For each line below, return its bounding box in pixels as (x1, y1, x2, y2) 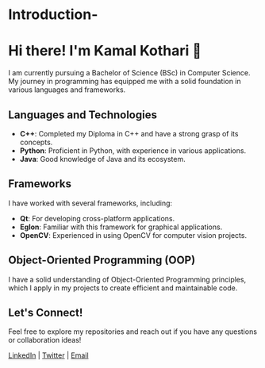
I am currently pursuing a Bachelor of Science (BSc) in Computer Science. (8, 68, 251, 78)
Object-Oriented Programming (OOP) (8, 254, 196, 267)
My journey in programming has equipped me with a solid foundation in (8, 77, 242, 86)
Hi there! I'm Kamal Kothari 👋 (8, 42, 202, 60)
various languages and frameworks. (8, 85, 126, 94)
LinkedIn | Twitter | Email (8, 351, 89, 360)
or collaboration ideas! (8, 335, 82, 345)
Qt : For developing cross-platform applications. (19, 213, 175, 223)
